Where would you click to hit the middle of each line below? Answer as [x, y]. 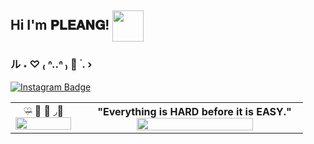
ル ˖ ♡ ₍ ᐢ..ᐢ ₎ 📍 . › [51, 64]
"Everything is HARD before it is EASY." [194, 111]
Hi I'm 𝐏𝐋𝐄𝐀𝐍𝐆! [60, 25]
